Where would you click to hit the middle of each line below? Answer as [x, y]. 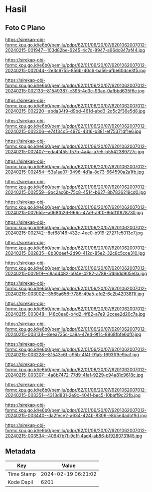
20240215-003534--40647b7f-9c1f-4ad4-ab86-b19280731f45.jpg [74, 436]
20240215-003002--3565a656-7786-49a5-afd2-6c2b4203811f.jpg [75, 294]
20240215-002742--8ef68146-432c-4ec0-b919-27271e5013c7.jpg [74, 233]
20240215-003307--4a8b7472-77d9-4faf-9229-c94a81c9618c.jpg [74, 375]
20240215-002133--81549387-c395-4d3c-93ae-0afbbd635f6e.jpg [75, 91]
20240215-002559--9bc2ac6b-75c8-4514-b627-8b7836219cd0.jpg [76, 192]
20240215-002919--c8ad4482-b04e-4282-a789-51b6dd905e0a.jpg [76, 273]
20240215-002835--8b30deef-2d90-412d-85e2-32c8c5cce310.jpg [75, 253]
